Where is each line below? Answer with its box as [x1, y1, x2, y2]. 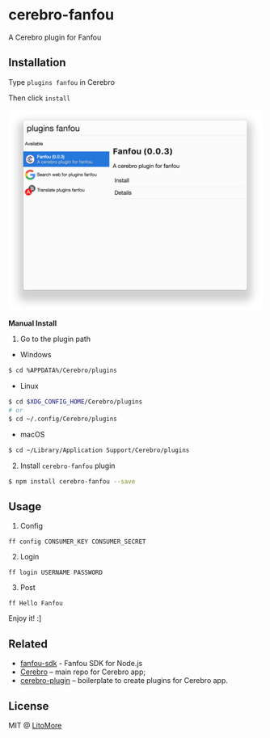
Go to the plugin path [19, 334, 91, 344]
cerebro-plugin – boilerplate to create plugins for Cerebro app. [19, 676, 229, 685]
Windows [19, 350, 52, 360]
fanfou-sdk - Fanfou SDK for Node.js [19, 659, 143, 668]
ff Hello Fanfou [8, 600, 63, 608]
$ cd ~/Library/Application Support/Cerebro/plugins [8, 446, 190, 454]
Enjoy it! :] [8, 614, 42, 623]
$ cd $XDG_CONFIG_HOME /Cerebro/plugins [8, 398, 143, 406]
